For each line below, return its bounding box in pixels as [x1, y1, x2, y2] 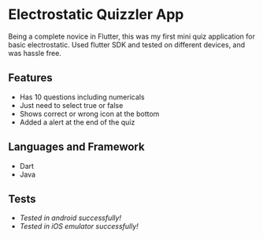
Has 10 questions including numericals [19, 92, 145, 102]
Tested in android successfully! [19, 213, 122, 222]
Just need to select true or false [19, 100, 124, 110]
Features [8, 71, 53, 84]
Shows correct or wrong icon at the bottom [19, 109, 160, 118]
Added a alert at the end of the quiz [19, 117, 135, 127]
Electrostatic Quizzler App [8, 6, 184, 24]
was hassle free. [8, 48, 61, 58]
